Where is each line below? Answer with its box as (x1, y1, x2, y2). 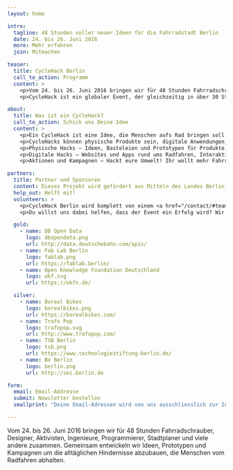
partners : (7, 170, 36, 177)
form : (7, 382, 23, 389)
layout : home (7, 10, 45, 17)
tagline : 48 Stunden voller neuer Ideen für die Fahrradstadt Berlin (13, 29, 218, 36)
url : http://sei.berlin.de (25, 369, 104, 376)
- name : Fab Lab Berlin (19, 247, 89, 254)
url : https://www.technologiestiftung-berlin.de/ (25, 350, 172, 357)
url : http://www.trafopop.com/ (25, 330, 116, 337)
